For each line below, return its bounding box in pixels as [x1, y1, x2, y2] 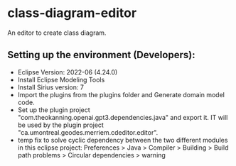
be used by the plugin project [17, 121, 104, 129]
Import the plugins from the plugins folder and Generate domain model [17, 90, 225, 99]
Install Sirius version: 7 [17, 83, 84, 92]
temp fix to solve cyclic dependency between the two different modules [17, 135, 228, 144]
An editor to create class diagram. [7, 28, 107, 37]
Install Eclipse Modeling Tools [17, 75, 105, 84]
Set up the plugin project [17, 105, 90, 114]
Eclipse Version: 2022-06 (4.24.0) [17, 67, 118, 76]
